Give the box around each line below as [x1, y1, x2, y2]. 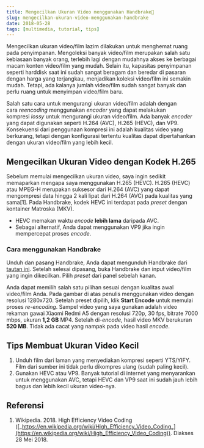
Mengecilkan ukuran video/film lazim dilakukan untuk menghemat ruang [6, 43, 188, 50]
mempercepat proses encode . [15, 230, 92, 237]
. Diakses [170, 429, 194, 436]
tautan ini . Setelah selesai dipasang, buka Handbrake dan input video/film [6, 266, 191, 273]
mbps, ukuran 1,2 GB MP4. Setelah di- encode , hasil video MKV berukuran [6, 316, 192, 323]
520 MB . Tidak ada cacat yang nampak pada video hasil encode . [6, 323, 170, 330]
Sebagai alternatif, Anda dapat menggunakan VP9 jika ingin [15, 223, 165, 231]
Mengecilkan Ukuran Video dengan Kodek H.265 [6, 156, 197, 167]
